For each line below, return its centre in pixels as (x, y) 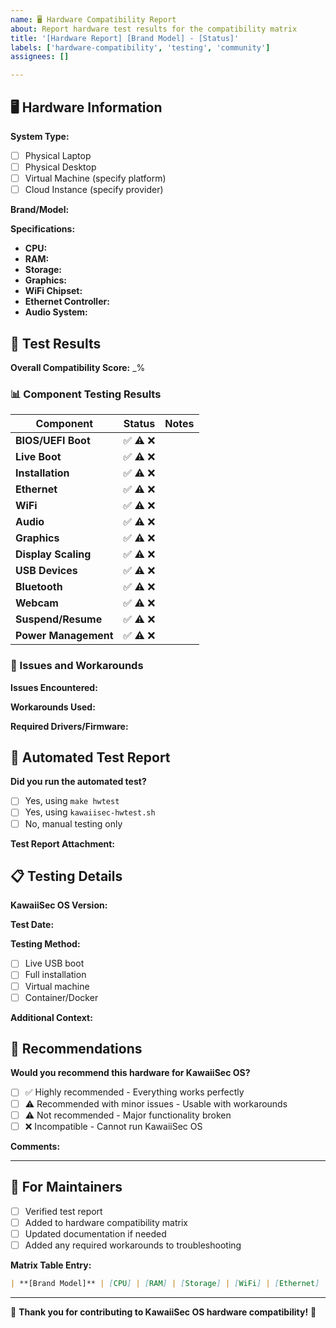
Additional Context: (51, 1017)
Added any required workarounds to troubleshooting (133, 1245)
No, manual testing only (73, 823)
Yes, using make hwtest (72, 801)
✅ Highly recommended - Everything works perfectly (134, 1092)
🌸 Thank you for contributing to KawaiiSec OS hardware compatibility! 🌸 (163, 1312)
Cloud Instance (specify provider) (94, 190)
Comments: (35, 1146)
